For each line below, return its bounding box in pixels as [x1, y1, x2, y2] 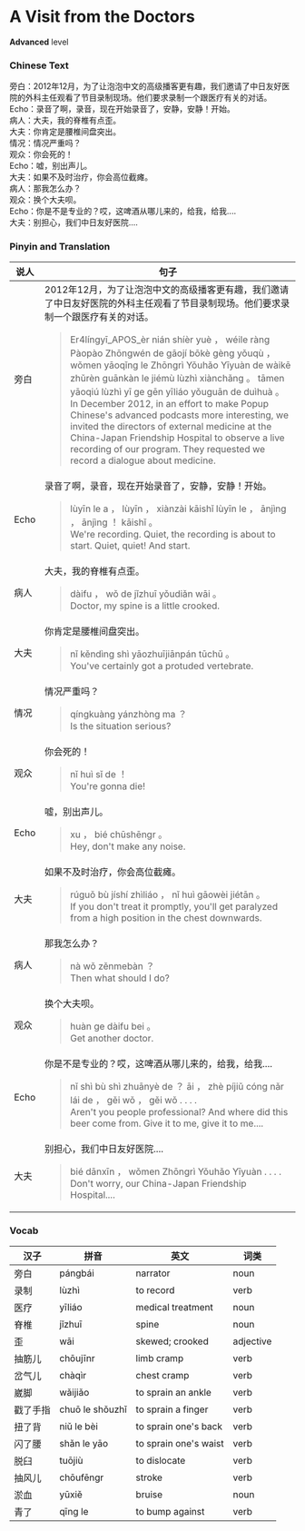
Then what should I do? [70, 972, 171, 984]
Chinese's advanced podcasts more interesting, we [70, 409, 289, 421]
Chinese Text [9, 59, 70, 72]
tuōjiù [59, 1454, 84, 1467]
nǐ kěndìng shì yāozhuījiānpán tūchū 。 [70, 647, 235, 660]
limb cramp [135, 1351, 184, 1364]
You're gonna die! [70, 779, 146, 792]
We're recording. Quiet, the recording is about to [70, 528, 276, 540]
